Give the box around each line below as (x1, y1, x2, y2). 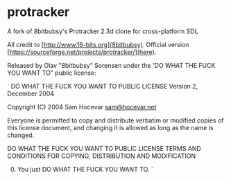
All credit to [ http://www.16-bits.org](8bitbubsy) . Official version (7, 40, 189, 48)
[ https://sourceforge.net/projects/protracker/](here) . (7, 48, 157, 56)
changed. (7, 131, 35, 139)
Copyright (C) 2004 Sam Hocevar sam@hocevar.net (7, 102, 157, 111)
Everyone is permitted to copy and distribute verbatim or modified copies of (7, 116, 224, 125)
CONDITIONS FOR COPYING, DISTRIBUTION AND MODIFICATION (7, 152, 196, 160)
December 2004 (7, 89, 54, 98)
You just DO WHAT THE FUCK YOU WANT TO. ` (17, 165, 154, 173)
